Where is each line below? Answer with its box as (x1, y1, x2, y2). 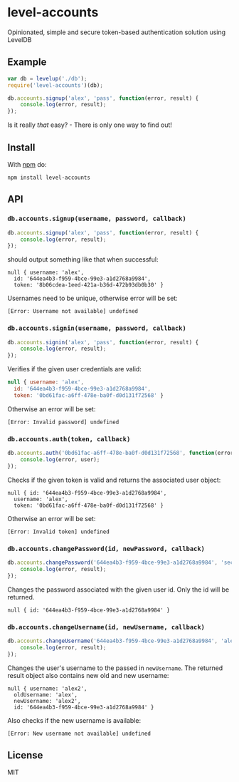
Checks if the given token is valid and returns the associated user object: (7, 475, 221, 484)
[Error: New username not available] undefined (7, 730, 152, 737)
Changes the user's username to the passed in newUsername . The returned (7, 664, 223, 672)
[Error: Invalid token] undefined (7, 528, 110, 535)
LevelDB (7, 35, 32, 43)
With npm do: (7, 160, 48, 168)
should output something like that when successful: (7, 255, 159, 264)
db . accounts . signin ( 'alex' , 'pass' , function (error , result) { (7, 339, 199, 346)
